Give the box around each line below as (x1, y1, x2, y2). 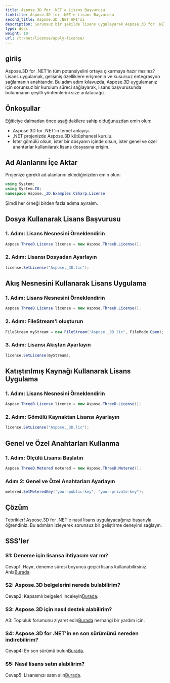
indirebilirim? (5, 636, 39, 643)
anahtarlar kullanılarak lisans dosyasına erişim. (12, 143, 110, 150)
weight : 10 (5, 31, 28, 36)
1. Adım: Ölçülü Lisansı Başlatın (5, 454, 83, 461)
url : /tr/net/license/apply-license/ (5, 36, 85, 41)
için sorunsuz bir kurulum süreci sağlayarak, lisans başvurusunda (5, 84, 142, 90)
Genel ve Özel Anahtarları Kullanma (5, 439, 120, 448)
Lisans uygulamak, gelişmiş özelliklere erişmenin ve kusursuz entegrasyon (5, 73, 160, 79)
